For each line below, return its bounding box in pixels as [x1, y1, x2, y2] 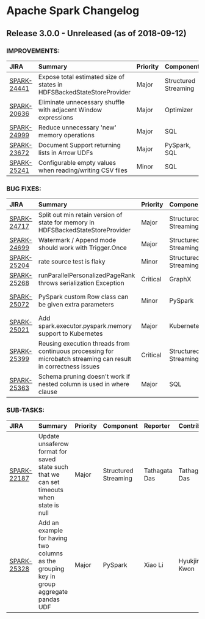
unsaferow [38, 439, 69, 448]
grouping [38, 564, 65, 573]
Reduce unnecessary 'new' [38, 123, 117, 132]
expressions [38, 113, 73, 121]
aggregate [38, 588, 68, 596]
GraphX [169, 275, 192, 284]
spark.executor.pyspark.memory [38, 322, 132, 330]
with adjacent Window [38, 105, 103, 114]
